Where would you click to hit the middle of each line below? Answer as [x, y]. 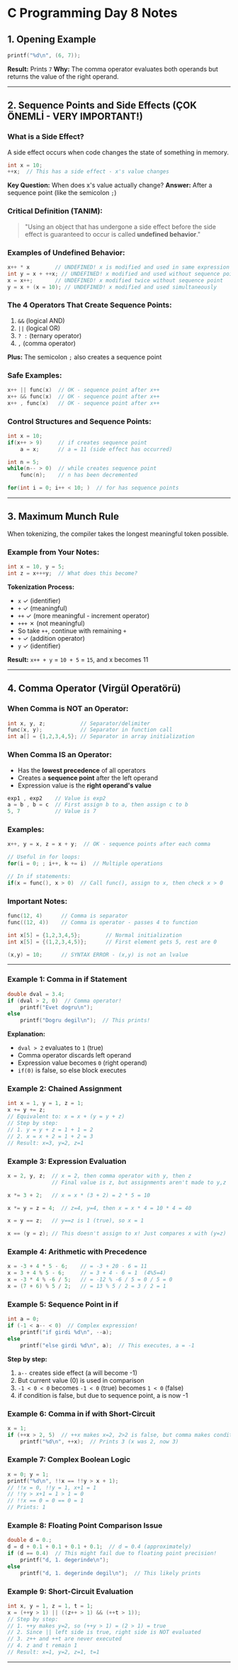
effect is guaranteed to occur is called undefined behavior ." [112, 234]
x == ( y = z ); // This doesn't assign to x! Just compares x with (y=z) [117, 1234]
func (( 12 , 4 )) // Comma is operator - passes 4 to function [103, 922]
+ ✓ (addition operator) [51, 638]
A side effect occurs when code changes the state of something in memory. [118, 152]
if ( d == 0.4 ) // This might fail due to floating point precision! [112, 1554]
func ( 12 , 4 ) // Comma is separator [68, 916]
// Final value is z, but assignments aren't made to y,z [139, 1182]
